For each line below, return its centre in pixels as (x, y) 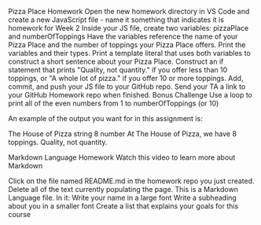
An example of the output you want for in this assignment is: (105, 118)
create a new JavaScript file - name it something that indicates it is (116, 20)
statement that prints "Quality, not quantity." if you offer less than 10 (118, 70)
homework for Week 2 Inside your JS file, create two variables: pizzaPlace (129, 28)
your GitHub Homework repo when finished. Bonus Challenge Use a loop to (130, 95)
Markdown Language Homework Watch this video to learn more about (122, 157)
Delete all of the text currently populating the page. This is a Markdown (123, 189)
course (20, 214)
